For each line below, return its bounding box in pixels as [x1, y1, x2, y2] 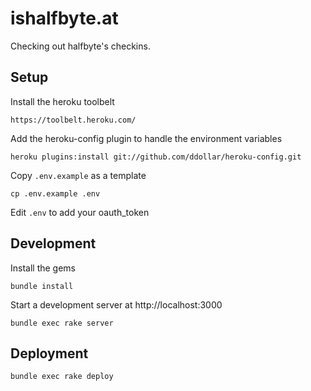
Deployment [10, 345, 89, 362]
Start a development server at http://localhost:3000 [10, 298, 223, 311]
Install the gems [10, 262, 77, 274]
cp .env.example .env [10, 188, 101, 199]
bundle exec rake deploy [10, 372, 114, 382]
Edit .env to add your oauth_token [10, 206, 150, 218]
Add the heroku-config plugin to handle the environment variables [10, 132, 283, 144]
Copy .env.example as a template [10, 169, 147, 181]
